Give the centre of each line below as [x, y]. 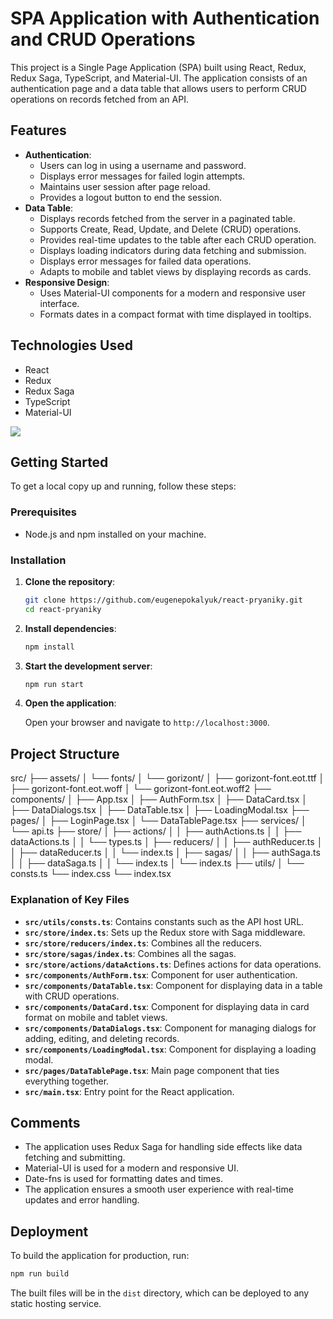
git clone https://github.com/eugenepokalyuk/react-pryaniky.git [163, 600]
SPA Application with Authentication [165, 18]
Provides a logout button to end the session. [130, 197]
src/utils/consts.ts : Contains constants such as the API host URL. [164, 921]
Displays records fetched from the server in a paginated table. [167, 218]
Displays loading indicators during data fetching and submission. [173, 250]
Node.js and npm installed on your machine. [115, 534]
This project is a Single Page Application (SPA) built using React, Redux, [158, 67]
